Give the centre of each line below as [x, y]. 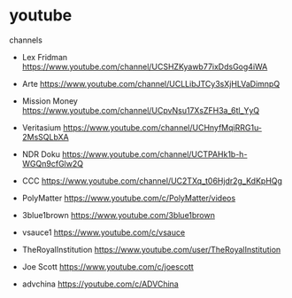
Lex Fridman [45, 57]
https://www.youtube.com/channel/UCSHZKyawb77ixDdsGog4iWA [145, 67]
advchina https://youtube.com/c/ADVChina [100, 284]
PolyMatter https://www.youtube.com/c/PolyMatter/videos [129, 198]
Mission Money [50, 101]
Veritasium [42, 127]
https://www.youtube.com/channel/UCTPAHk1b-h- [154, 154]
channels [26, 40]
